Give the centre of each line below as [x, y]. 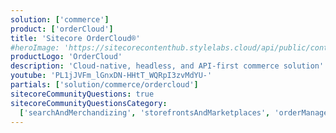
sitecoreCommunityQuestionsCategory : [89, 103]
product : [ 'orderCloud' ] [62, 29]
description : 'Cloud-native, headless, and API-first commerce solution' [167, 66]
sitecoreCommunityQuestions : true [82, 94]
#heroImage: [35, 47]
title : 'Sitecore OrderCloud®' [75, 38]
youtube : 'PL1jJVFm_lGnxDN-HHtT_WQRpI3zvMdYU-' [111, 76]
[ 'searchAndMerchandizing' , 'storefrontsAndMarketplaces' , [145, 112]
